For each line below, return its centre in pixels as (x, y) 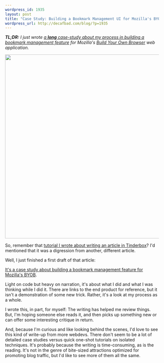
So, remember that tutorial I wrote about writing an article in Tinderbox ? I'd (80, 245)
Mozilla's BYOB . (21, 275)
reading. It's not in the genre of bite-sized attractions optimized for (72, 350)
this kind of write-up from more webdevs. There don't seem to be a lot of (79, 335)
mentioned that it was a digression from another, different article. (70, 251)
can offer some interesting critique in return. (50, 320)
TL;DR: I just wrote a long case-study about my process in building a (75, 37)
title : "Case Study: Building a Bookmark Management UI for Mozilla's (78, 19)
